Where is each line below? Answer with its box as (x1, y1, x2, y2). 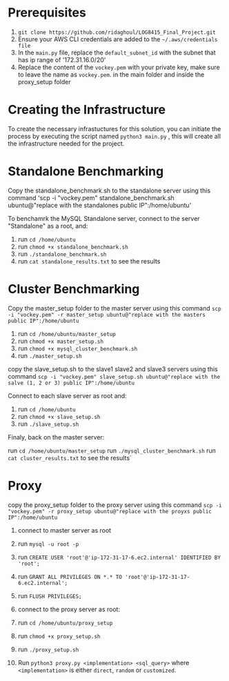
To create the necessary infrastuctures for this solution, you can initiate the (8, 124, 221, 132)
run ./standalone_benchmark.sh (17, 250, 107, 258)
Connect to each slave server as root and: (8, 391, 127, 399)
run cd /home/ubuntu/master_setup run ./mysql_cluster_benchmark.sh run (8, 446, 217, 455)
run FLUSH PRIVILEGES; (17, 591, 82, 600)
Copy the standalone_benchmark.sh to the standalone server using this (8, 186, 211, 195)
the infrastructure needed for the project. (8, 139, 125, 148)
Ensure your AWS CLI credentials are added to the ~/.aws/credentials (17, 34, 218, 43)
